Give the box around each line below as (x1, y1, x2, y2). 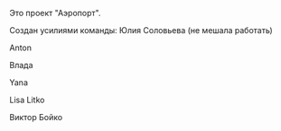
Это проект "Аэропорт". (9, 8, 101, 18)
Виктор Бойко (9, 112, 63, 122)
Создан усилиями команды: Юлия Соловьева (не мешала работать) (9, 25, 273, 35)
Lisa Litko (9, 94, 45, 105)
